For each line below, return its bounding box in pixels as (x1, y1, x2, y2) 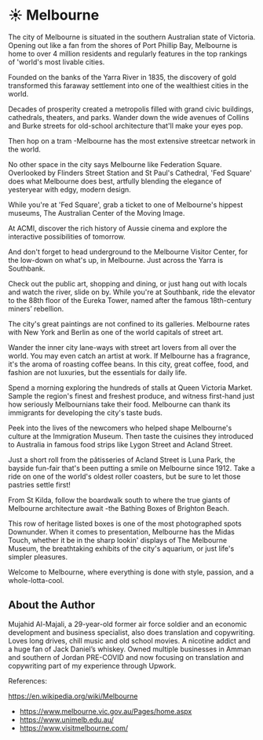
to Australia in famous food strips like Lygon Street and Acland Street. (8, 439, 233, 449)
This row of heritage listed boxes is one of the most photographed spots (8, 519, 242, 528)
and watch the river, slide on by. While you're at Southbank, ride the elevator (8, 287, 256, 297)
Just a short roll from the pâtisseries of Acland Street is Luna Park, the (8, 454, 236, 465)
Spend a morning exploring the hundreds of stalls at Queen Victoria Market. (8, 383, 253, 392)
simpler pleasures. (8, 552, 68, 561)
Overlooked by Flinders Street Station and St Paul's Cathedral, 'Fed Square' (8, 168, 253, 177)
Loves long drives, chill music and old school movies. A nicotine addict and (8, 636, 251, 645)
